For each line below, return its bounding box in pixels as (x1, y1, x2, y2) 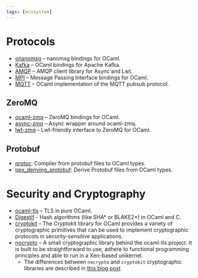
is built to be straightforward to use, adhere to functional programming (14, 246, 189, 253)
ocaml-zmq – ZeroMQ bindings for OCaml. (14, 114, 120, 121)
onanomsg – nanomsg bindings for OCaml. (14, 55, 121, 62)
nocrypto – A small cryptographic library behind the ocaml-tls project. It (14, 239, 192, 247)
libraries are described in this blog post (23, 265, 121, 272)
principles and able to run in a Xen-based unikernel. (14, 252, 143, 259)
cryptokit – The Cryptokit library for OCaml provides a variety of (14, 220, 173, 227)
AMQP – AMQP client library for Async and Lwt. (14, 67, 133, 75)
